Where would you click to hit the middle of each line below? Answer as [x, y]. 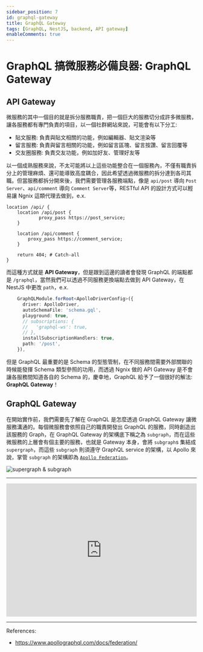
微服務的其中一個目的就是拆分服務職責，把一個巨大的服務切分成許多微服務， [101, 117]
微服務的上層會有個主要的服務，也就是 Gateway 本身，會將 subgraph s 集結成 [101, 442]
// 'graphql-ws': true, [55, 327]
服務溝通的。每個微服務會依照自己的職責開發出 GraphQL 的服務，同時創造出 [101, 427]
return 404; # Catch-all [48, 255]
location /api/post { [44, 212]
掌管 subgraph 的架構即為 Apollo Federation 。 [74, 457]
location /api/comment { [48, 234]
